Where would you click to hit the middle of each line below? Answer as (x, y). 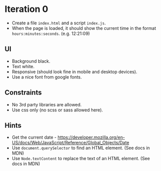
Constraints (23, 93)
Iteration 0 (27, 9)
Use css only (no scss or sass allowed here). (57, 110)
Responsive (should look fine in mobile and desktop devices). (74, 72)
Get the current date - (34, 137)
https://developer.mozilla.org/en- (91, 137)
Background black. (31, 61)
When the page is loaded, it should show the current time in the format (84, 28)
